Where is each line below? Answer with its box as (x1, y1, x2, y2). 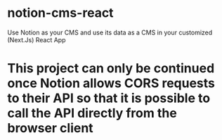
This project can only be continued (7, 61, 215, 77)
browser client (7, 120, 93, 136)
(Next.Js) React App (7, 35, 66, 44)
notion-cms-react (7, 5, 114, 21)
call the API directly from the (7, 106, 177, 121)
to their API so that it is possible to (7, 90, 211, 106)
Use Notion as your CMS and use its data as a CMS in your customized (7, 28, 213, 37)
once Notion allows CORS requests (7, 75, 216, 91)
